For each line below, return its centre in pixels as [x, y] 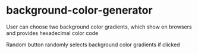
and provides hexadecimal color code [52, 33]
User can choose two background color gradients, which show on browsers [99, 27]
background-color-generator [79, 10]
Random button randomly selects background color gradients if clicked [93, 45]
